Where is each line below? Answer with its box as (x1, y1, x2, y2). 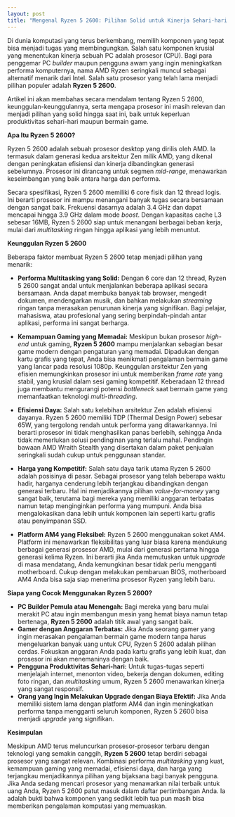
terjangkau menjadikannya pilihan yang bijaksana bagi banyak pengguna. (7, 771, 220, 780)
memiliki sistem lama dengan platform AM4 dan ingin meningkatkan (17, 699, 214, 708)
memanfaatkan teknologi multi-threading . (17, 392, 138, 400)
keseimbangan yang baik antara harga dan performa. (7, 174, 161, 183)
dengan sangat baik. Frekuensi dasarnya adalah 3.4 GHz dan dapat (7, 203, 202, 211)
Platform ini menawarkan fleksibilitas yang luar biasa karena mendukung (17, 538, 227, 546)
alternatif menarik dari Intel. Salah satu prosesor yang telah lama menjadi (7, 73, 218, 82)
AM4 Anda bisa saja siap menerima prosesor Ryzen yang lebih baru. (17, 575, 215, 583)
